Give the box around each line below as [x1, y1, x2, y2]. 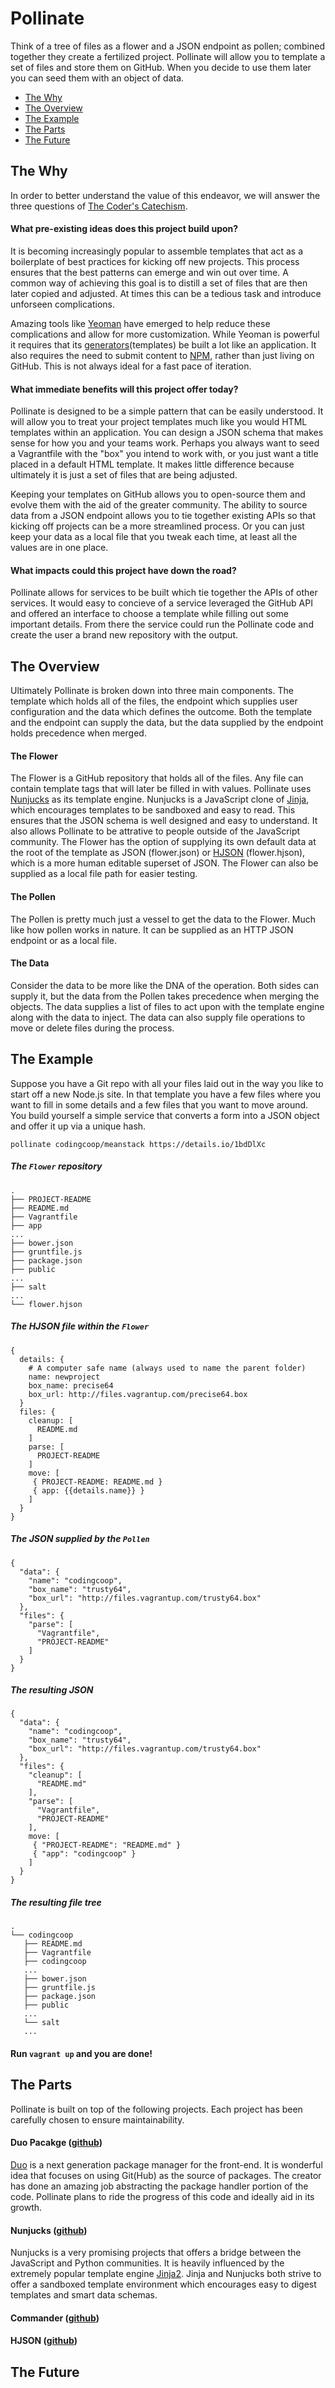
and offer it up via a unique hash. [10, 1120, 147, 1132]
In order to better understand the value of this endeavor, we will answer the [10, 189, 321, 201]
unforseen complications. [10, 298, 115, 310]
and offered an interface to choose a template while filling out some [10, 608, 289, 620]
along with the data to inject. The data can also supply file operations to [10, 1011, 306, 1023]
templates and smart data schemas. [10, 2289, 158, 2301]
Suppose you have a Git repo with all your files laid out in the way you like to [10, 1077, 324, 1089]
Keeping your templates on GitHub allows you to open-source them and [10, 488, 306, 501]
